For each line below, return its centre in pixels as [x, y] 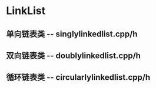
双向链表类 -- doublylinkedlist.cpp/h [74, 55]
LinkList [26, 11]
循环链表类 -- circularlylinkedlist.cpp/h [78, 77]
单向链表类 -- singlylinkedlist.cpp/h [72, 34]
